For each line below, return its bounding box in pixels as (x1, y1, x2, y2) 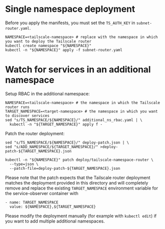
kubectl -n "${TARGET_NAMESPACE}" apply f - (9, 122, 103, 127)
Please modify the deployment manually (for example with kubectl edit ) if (5, 213, 157, 219)
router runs (5, 105, 30, 110)
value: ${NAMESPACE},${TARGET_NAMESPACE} (9, 204, 96, 209)
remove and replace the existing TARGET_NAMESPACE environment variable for (5, 185, 158, 191)
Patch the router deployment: (5, 130, 65, 136)
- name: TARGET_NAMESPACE (5, 200, 58, 205)
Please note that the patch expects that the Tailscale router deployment (5, 174, 151, 181)
